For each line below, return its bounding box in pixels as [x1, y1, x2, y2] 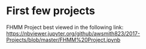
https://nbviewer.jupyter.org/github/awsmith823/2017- [6, 30, 141, 37]
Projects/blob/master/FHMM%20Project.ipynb [6, 36, 121, 43]
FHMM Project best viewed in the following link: [6, 24, 124, 31]
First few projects [6, 4, 96, 18]
